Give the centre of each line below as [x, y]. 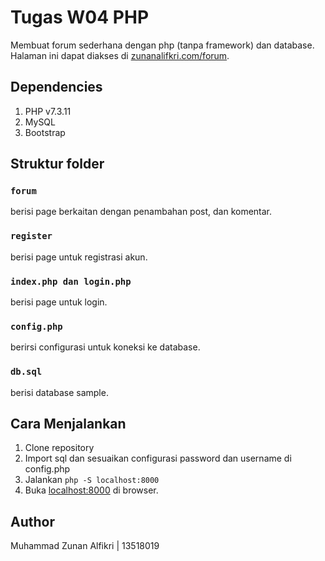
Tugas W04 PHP [80, 17]
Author [32, 521]
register [31, 236]
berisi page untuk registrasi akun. [79, 257]
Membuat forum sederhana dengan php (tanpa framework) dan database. [162, 45]
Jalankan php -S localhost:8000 [92, 480]
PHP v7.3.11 [48, 111]
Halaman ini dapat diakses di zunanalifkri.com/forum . [120, 55]
